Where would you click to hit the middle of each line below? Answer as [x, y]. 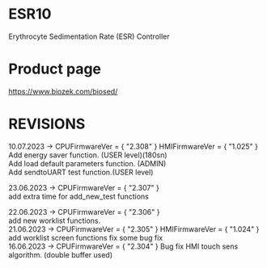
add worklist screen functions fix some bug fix [86, 237]
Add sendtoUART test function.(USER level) [81, 172]
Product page [55, 69]
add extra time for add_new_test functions [79, 196]
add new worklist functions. [55, 220]
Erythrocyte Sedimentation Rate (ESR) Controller [89, 36]
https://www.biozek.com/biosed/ [63, 91]
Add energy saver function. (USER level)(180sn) [88, 155]
